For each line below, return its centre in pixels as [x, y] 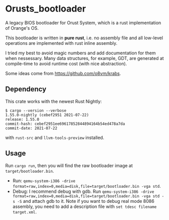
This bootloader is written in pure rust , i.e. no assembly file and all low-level [84, 38]
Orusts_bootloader [46, 9]
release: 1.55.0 [22, 119]
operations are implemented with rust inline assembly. [61, 43]
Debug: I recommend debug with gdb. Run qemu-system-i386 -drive [83, 191]
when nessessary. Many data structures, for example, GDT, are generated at [84, 58]
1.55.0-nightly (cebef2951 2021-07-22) [47, 115]
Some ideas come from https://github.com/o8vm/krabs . [63, 73]
